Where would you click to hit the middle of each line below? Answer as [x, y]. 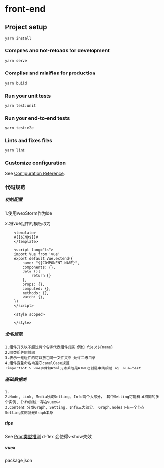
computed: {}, [37, 288]
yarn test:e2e [20, 128]
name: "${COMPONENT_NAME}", [51, 263]
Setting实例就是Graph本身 [29, 413]
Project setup [26, 27]
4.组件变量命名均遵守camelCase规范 [37, 363]
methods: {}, [36, 293]
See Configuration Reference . [35, 173]
